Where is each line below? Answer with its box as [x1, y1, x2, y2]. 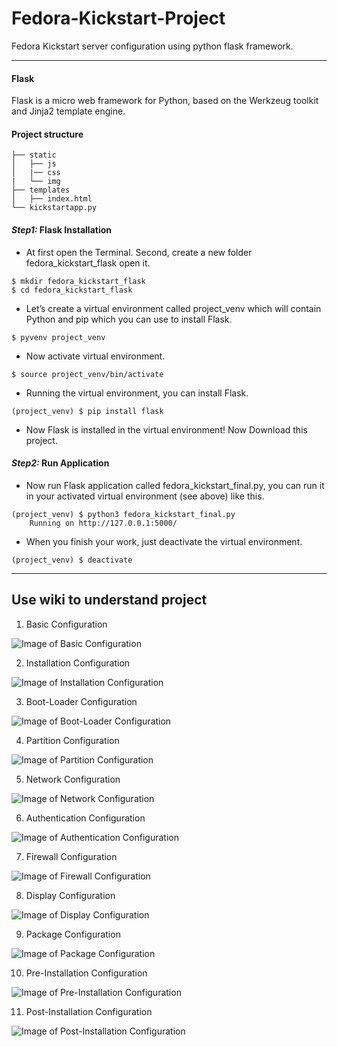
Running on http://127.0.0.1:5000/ [29, 518, 178, 528]
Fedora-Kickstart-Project [11, 7, 226, 30]
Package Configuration [25, 928, 121, 940]
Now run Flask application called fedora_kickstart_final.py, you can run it [25, 479, 325, 491]
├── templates [11, 185, 71, 196]
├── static [11, 150, 57, 161]
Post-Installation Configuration [25, 1005, 153, 1017]
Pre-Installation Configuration [25, 967, 148, 979]
